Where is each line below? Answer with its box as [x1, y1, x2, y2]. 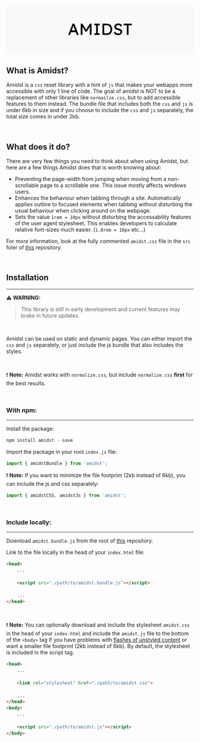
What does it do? [6, 142, 70, 152]
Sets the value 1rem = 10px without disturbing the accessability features [14, 213, 192, 221]
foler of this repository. [6, 244, 62, 251]
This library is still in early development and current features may [20, 305, 180, 313]
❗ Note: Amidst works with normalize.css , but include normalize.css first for [6, 371, 193, 378]
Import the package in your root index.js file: [6, 448, 117, 456]
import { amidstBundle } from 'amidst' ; [6, 460, 108, 467]
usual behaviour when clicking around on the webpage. [14, 207, 151, 214]
